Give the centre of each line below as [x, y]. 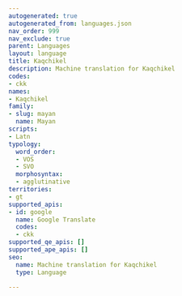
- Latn [19, 136]
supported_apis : [36, 204]
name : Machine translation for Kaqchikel [87, 264]
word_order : [36, 152]
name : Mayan [36, 122]
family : [21, 106]
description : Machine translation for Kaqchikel [92, 69]
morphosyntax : [39, 174]
